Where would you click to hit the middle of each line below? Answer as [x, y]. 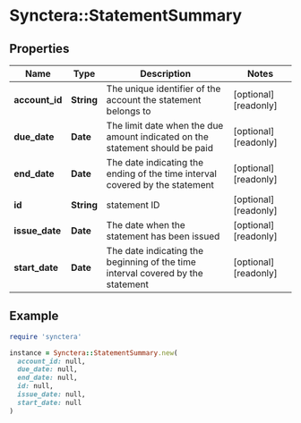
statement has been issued [163, 236]
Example [34, 316]
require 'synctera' [46, 336]
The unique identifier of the [163, 89]
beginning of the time [151, 262]
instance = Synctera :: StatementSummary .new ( [94, 353]
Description [165, 74]
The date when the [146, 225]
